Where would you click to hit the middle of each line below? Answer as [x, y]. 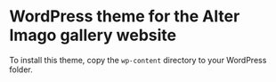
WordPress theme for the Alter [125, 16]
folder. [21, 70]
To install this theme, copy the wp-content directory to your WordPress [138, 60]
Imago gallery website [93, 35]
